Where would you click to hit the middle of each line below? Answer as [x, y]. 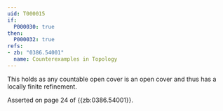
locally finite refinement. [42, 86]
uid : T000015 [26, 14]
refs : [15, 46]
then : [15, 33]
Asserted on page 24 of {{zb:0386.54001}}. [70, 100]
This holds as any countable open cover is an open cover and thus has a [112, 79]
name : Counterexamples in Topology [66, 59]
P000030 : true [34, 27]
